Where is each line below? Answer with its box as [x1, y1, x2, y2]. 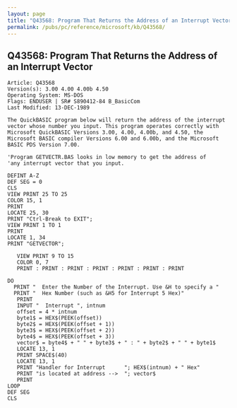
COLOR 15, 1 [7, 197, 42, 204]
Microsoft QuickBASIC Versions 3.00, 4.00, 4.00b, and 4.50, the [7, 129, 203, 136]
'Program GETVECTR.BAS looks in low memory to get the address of [7, 153, 207, 161]
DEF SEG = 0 [7, 178, 42, 186]
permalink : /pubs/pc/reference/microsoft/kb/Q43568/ [7, 23, 166, 30]
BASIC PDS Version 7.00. [7, 141, 80, 148]
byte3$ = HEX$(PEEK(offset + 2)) [16, 327, 115, 334]
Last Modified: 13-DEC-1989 [7, 104, 90, 112]
